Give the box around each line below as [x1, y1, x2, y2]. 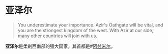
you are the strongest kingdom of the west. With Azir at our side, [17, 27, 154, 33]
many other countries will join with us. [17, 33, 98, 39]
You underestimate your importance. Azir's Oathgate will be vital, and [17, 21, 163, 28]
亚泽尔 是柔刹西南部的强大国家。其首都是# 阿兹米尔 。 [5, 43, 116, 49]
